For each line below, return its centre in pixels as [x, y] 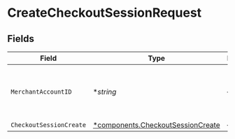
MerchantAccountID [41, 92]
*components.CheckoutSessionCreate [156, 125]
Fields [21, 39]
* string [105, 92]
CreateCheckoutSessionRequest [105, 13]
